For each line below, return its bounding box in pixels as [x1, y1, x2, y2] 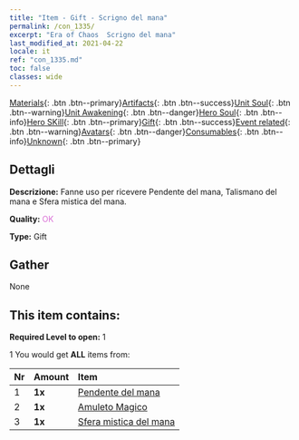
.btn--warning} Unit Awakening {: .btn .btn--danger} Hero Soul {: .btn [9, 106, 259, 118]
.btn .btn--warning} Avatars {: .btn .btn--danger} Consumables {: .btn [9, 126, 260, 137]
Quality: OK [9, 213, 54, 224]
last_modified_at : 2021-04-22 [9, 38, 124, 48]
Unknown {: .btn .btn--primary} [26, 135, 141, 146]
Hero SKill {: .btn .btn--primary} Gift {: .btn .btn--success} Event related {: [26, 116, 291, 127]
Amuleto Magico [77, 401, 148, 414]
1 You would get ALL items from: [9, 349, 130, 360]
